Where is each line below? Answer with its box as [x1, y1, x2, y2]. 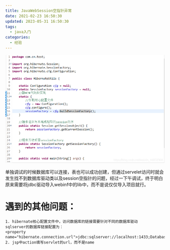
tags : [5, 24, 17, 29]
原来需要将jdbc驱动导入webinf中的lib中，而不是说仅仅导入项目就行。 [5, 181, 149, 187]
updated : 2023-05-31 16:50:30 [5, 19, 69, 24]
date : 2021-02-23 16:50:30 [5, 13, 62, 19]
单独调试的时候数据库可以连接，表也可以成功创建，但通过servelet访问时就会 [5, 169, 164, 175]
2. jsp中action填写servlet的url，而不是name [5, 240, 95, 245]
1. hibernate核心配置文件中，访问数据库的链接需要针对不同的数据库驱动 [5, 219, 138, 224]
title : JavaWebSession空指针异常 [5, 8, 72, 13]
